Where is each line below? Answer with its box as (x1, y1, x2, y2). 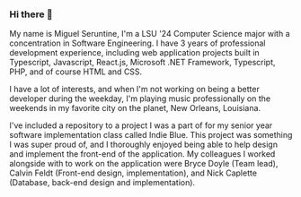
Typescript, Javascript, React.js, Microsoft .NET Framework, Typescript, (9, 57, 276, 68)
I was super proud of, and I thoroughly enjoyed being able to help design (9, 139, 279, 150)
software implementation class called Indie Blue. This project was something (9, 130, 293, 141)
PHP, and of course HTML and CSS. (9, 66, 143, 77)
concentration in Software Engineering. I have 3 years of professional (9, 38, 266, 48)
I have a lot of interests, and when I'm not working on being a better (9, 84, 261, 95)
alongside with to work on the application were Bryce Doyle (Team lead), (9, 158, 279, 169)
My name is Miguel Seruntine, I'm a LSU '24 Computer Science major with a (9, 29, 290, 39)
